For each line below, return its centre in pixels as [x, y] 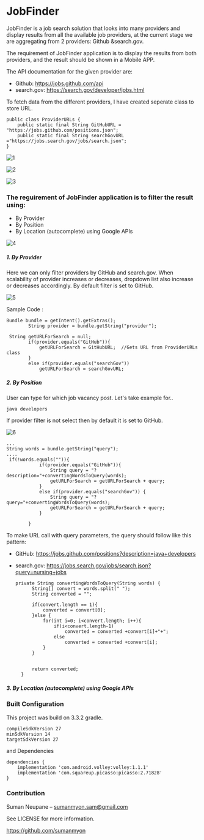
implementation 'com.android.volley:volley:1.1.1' [83, 767]
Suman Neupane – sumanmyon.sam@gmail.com [67, 806]
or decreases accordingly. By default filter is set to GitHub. [80, 286]
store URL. [20, 108]
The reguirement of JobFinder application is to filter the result [100, 197]
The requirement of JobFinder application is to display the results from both [102, 53]
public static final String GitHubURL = [69, 125]
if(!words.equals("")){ [39, 460]
